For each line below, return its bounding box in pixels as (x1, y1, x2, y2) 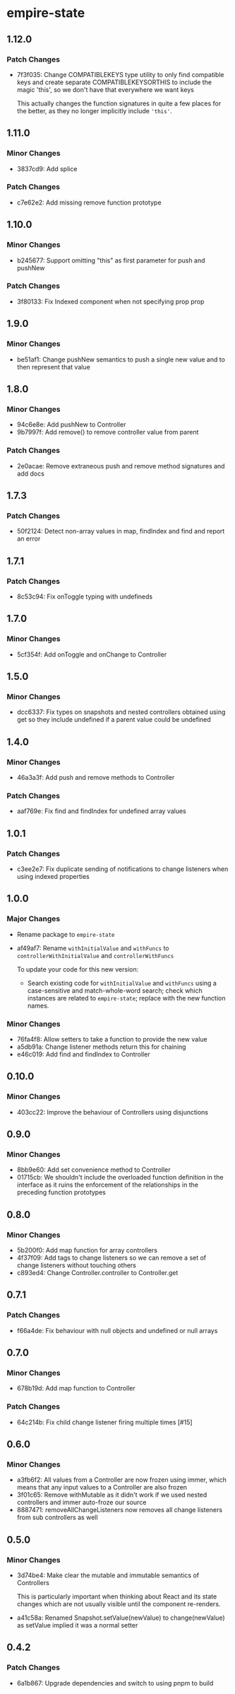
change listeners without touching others (16, 1261, 137, 1269)
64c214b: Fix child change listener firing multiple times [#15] (16, 1417, 193, 1427)
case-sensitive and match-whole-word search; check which (27, 986, 203, 995)
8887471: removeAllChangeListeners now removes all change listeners (16, 1506, 223, 1514)
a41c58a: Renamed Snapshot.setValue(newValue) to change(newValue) (16, 1613, 225, 1622)
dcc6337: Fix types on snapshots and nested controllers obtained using (16, 708, 226, 716)
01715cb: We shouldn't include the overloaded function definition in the (16, 1173, 224, 1182)
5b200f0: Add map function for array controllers (16, 1245, 158, 1254)
